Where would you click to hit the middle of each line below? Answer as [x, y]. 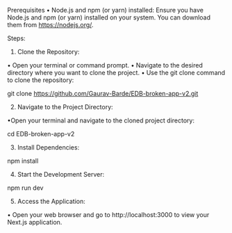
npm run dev [25, 188]
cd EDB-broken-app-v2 [41, 134]
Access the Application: [51, 201]
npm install [23, 161]
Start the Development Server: [61, 174]
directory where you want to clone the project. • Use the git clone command [116, 73]
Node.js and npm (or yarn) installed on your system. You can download [109, 17]
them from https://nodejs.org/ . [50, 25]
